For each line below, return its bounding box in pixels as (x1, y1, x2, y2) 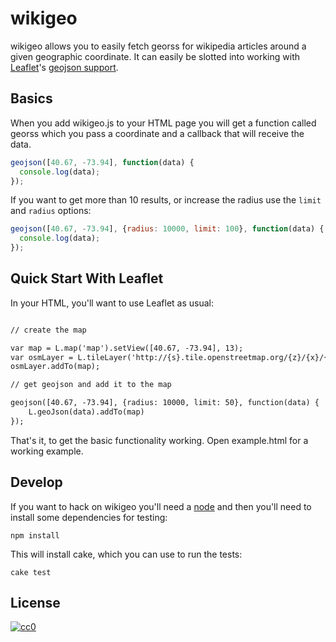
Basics (10, 90, 53, 107)
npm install (10, 530, 60, 541)
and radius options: (10, 205, 92, 217)
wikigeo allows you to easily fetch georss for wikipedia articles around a (10, 40, 307, 52)
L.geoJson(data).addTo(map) (28, 407, 145, 417)
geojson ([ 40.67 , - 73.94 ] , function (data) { (10, 157, 195, 167)
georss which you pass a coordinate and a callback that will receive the (10, 127, 305, 139)
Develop (10, 474, 63, 491)
